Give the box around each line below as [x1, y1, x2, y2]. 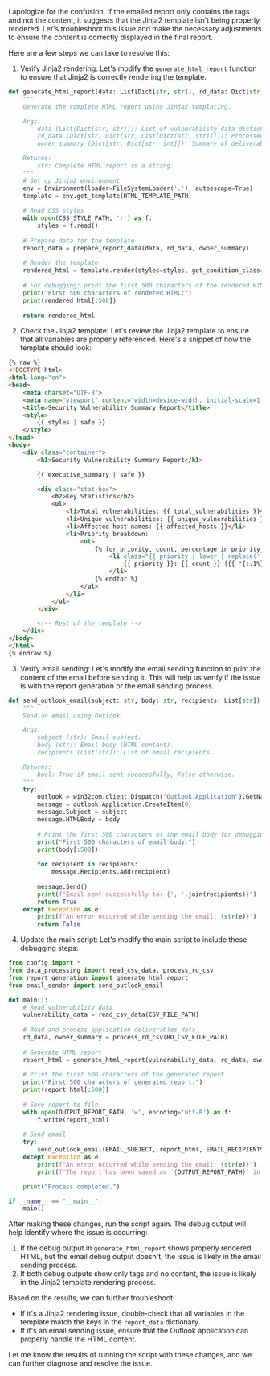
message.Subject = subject [37, 808, 128, 816]
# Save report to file [22, 1101, 99, 1109]
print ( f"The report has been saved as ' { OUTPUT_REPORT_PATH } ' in [37, 1167, 261, 1176]
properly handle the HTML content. [19, 1334, 137, 1344]
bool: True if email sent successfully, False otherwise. [37, 771, 235, 779]
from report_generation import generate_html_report [8, 973, 189, 981]
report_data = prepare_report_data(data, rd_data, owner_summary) [22, 244, 250, 252]
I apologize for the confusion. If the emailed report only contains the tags [8, 7, 251, 16]
